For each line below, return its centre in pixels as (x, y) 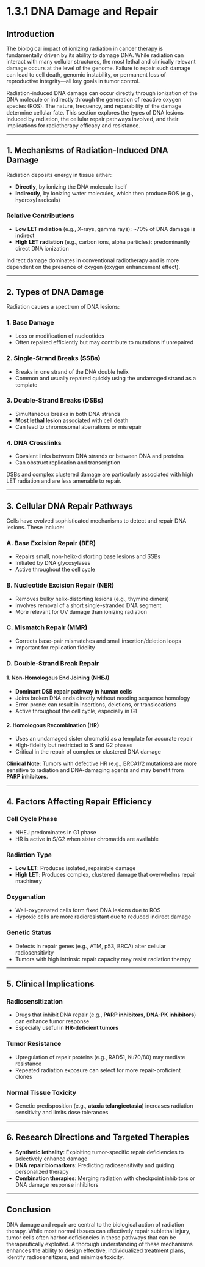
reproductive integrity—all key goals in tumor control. (73, 81)
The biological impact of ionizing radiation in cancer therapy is (85, 48)
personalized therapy (42, 1171)
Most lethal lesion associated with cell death (72, 420)
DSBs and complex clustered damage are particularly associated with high (100, 475)
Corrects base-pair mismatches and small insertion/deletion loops (98, 641)
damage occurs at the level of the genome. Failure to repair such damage (99, 68)
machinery (29, 881)
